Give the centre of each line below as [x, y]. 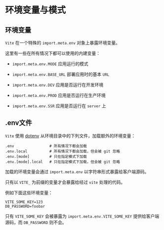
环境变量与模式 [36, 10]
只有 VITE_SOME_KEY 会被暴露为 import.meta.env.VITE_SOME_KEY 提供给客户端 [82, 216]
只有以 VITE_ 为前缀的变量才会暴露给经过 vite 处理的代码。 [65, 182]
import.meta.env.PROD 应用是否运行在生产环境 [59, 95]
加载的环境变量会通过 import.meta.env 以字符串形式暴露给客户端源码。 [77, 172]
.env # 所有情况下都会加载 [46, 146]
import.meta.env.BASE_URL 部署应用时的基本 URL [61, 74]
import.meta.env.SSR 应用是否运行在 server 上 [59, 106]
